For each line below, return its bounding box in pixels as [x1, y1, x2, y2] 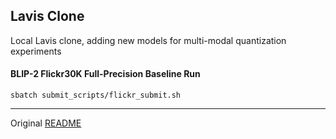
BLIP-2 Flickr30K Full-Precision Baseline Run [10, 68, 201, 80]
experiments [10, 45, 62, 57]
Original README [10, 117, 82, 129]
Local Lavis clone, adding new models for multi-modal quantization [10, 34, 287, 46]
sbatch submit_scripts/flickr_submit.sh [10, 90, 182, 101]
